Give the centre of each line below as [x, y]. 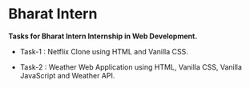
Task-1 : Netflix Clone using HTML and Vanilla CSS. [104, 51]
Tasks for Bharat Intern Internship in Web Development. [103, 36]
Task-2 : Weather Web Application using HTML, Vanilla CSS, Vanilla [131, 67]
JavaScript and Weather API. [67, 75]
